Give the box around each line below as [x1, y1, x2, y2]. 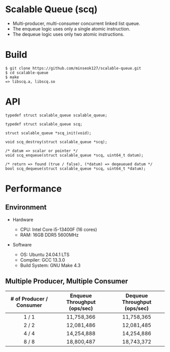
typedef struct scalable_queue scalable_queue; [5, 113, 108, 118]
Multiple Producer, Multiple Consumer [5, 277, 128, 285]
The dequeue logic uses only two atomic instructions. [12, 31, 124, 37]
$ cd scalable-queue [5, 70, 49, 75]
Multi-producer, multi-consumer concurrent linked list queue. [12, 20, 141, 26]
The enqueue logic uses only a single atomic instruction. [12, 25, 131, 31]
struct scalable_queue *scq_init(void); [5, 131, 92, 136]
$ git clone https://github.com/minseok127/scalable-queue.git [5, 66, 142, 71]
